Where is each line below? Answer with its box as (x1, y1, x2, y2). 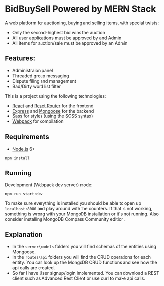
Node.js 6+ (12, 146, 36, 152)
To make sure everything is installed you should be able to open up (5, 200, 142, 206)
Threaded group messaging (12, 73, 69, 79)
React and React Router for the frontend (12, 103, 94, 109)
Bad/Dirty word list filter (12, 83, 61, 89)
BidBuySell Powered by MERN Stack (5, 3, 156, 15)
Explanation (5, 230, 43, 239)
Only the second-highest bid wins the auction (12, 29, 105, 35)
